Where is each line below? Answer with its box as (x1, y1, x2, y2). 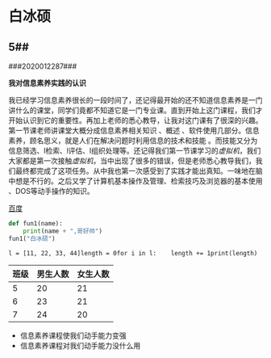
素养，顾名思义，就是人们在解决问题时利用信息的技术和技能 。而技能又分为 (8, 136, 258, 145)
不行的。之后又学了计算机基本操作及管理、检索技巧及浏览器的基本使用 (29, 176, 263, 186)
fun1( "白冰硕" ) (8, 234, 56, 242)
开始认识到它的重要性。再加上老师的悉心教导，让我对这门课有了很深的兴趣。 (8, 116, 263, 125)
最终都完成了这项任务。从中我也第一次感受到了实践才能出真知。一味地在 (15, 166, 256, 175)
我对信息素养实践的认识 (8, 78, 86, 87)
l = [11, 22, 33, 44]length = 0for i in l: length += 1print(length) (8, 249, 258, 257)
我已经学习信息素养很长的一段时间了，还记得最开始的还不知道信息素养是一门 (8, 95, 263, 105)
